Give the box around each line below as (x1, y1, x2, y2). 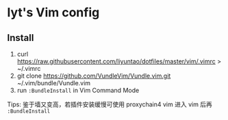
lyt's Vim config (7, 5, 100, 20)
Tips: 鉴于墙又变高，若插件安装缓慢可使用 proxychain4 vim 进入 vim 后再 (7, 100, 212, 108)
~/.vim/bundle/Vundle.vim (16, 79, 91, 87)
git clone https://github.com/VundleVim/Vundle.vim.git (16, 72, 171, 80)
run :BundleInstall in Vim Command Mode (16, 87, 140, 94)
